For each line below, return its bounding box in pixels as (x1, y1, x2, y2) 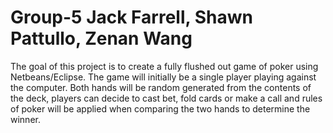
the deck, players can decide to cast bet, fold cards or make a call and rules (10, 92, 323, 104)
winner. (10, 113, 41, 125)
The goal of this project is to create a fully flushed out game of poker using (10, 60, 319, 72)
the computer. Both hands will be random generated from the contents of (10, 81, 312, 93)
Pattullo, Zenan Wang (10, 27, 193, 50)
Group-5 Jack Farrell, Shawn (10, 6, 253, 29)
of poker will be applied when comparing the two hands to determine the (10, 102, 311, 115)
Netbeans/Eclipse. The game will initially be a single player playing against (10, 71, 317, 83)
